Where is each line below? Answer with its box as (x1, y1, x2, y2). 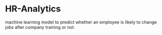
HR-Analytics (5, 3, 61, 14)
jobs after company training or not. (5, 24, 75, 30)
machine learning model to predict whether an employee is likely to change (5, 19, 157, 25)
